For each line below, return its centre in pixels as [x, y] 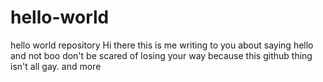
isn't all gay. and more [56, 66]
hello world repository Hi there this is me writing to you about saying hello [162, 45]
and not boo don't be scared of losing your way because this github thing [161, 55]
